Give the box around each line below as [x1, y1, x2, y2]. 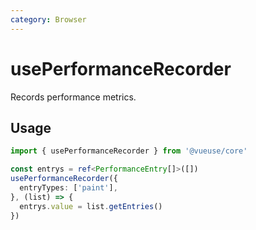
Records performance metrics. [10, 91, 137, 103]
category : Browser [10, 14, 87, 25]
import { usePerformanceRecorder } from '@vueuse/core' [10, 146, 248, 156]
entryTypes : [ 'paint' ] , [19, 183, 118, 193]
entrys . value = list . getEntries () [19, 201, 163, 211]
